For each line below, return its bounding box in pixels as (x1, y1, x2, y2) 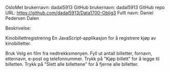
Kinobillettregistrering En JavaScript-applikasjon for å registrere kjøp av (5, 35, 156, 41)
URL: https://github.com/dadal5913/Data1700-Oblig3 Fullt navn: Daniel (5, 10, 154, 16)
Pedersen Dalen (5, 15, 39, 21)
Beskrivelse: (5, 25, 31, 31)
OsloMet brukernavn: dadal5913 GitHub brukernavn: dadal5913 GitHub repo (5, 5, 165, 10)
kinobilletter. (5, 40, 32, 46)
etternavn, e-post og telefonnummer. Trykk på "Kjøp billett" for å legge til (5, 56, 160, 62)
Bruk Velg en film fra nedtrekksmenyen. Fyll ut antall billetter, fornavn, (5, 51, 153, 56)
